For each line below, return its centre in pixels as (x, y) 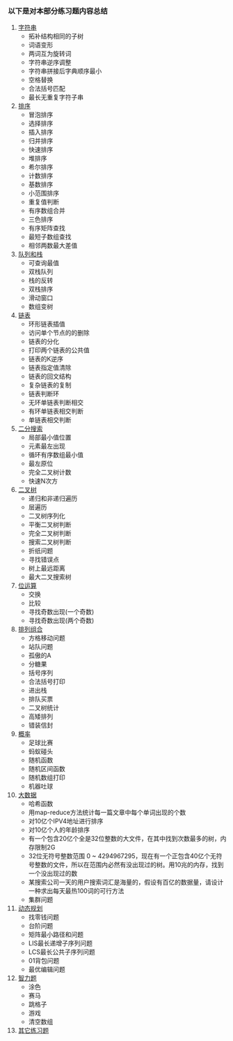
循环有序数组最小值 (56, 455)
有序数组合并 (47, 211)
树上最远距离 (47, 568)
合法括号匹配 (47, 89)
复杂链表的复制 (50, 385)
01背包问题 (44, 961)
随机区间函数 (47, 769)
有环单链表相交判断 (56, 411)
